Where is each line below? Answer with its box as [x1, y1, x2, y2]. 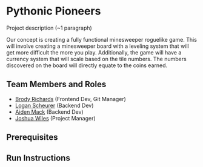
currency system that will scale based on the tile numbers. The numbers [6, 55, 187, 62]
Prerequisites [6, 132, 58, 143]
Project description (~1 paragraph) [6, 24, 92, 31]
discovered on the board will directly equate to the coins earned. [6, 62, 168, 69]
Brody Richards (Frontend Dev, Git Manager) [15, 95, 126, 102]
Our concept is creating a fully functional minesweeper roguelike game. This [6, 36, 197, 43]
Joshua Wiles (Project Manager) [15, 114, 96, 122]
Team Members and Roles [6, 79, 107, 90]
